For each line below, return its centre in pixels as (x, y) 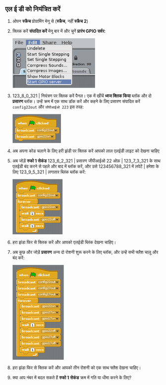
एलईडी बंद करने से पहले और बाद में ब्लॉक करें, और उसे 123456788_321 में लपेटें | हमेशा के (86, 166)
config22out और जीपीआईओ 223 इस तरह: (48, 107)
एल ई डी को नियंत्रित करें (33, 9)
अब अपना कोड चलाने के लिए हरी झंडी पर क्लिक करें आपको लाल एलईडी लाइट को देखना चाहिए (86, 151)
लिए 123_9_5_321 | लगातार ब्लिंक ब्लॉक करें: (49, 172)
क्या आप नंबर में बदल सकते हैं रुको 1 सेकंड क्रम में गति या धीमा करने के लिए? (72, 378)
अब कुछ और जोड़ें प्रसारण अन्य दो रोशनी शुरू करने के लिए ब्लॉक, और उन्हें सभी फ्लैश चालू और (85, 252)
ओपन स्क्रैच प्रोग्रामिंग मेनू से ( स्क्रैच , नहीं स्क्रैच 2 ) (50, 21)
